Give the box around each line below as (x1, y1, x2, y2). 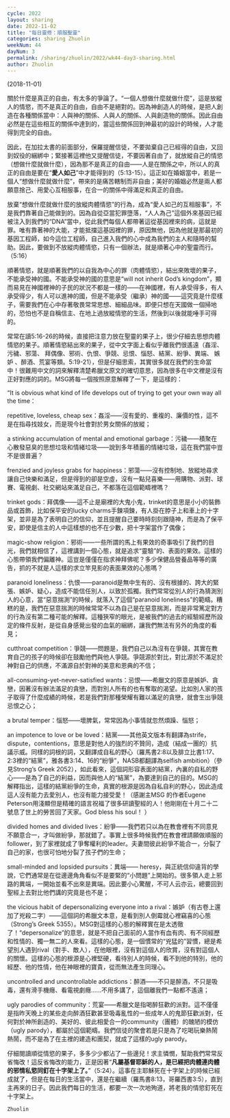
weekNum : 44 (7, 42, 41, 49)
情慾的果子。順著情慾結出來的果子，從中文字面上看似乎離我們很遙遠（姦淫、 (7, 340, 223, 349)
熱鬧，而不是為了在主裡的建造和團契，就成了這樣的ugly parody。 (7, 1034, 191, 1043)
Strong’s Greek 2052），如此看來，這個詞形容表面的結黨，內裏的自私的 (12, 765, 212, 773)
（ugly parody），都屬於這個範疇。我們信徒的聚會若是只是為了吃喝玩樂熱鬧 (7, 1026, 218, 1034)
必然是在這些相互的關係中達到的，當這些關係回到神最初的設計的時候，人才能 (7, 119, 223, 127)
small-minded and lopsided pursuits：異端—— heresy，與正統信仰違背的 (7, 862, 214, 871)
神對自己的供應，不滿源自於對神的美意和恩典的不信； (7, 661, 157, 669)
